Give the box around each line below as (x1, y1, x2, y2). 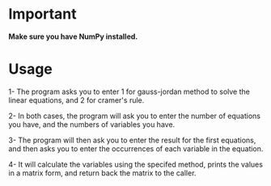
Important (8, 5, 77, 23)
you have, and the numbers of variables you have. (8, 119, 176, 129)
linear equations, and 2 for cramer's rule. (8, 95, 145, 105)
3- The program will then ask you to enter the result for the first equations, (8, 135, 256, 145)
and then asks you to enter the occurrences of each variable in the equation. (8, 143, 264, 154)
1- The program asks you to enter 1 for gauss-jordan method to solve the (8, 87, 251, 96)
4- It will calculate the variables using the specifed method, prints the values (8, 159, 263, 169)
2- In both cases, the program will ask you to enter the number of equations (8, 111, 261, 120)
